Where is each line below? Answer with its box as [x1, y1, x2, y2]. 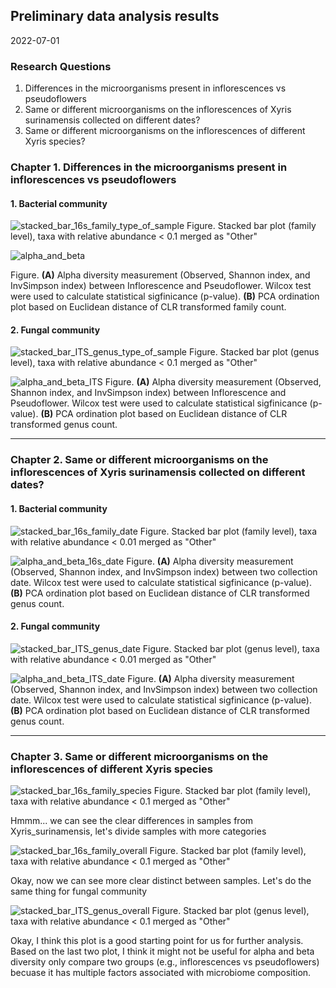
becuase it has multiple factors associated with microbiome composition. [10, 967, 312, 979]
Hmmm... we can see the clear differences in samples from [10, 815, 254, 827]
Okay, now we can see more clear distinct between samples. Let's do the [10, 875, 312, 887]
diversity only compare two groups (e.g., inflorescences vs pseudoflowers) [10, 956, 320, 968]
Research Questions [10, 59, 112, 73]
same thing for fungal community [10, 885, 148, 898]
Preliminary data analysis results [10, 8, 220, 25]
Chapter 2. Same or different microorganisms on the [10, 453, 269, 467]
